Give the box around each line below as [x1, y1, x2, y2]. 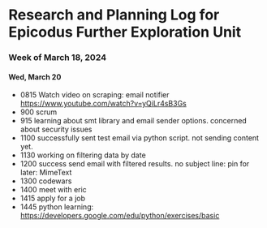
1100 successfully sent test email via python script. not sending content [19, 133, 260, 143]
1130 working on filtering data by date [19, 150, 146, 160]
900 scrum [19, 107, 58, 117]
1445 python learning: [19, 202, 94, 212]
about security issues [19, 124, 93, 135]
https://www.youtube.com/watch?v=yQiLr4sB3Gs [19, 99, 187, 109]
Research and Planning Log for [8, 6, 220, 24]
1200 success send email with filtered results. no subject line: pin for [19, 159, 250, 169]
